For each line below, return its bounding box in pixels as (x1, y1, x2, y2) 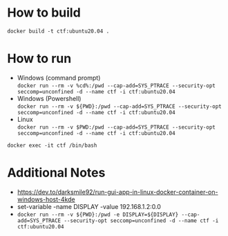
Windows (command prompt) (17, 73, 101, 82)
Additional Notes (7, 165, 106, 181)
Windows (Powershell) (17, 94, 82, 102)
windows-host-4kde (17, 195, 75, 203)
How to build (7, 5, 81, 21)
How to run (7, 51, 72, 66)
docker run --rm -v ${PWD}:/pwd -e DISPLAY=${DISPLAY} (17, 211, 179, 218)
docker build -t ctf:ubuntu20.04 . (7, 28, 110, 35)
